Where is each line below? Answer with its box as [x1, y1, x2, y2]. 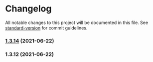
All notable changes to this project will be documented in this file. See [5, 19, 149, 25]
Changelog [5, 3, 52, 14]
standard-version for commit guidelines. [5, 24, 88, 30]
